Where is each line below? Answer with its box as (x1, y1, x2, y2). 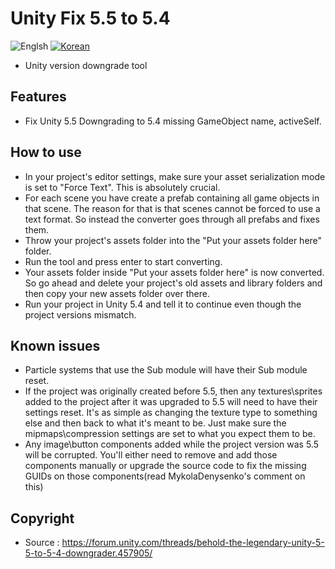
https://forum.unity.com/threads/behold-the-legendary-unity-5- (61, 537, 325, 549)
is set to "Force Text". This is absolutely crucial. (24, 181, 221, 193)
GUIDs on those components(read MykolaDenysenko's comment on (24, 470, 306, 482)
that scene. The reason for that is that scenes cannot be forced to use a (24, 202, 321, 214)
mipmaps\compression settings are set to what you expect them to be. (24, 428, 316, 440)
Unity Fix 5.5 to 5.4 (10, 7, 171, 30)
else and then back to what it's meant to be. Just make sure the (24, 417, 287, 429)
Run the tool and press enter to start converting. (24, 255, 223, 267)
